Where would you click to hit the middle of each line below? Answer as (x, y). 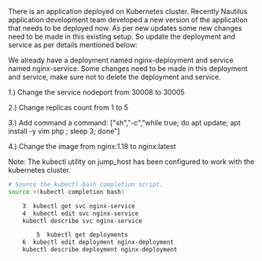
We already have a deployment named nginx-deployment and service (121, 60)
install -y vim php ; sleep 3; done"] (64, 131)
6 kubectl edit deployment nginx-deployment (98, 242)
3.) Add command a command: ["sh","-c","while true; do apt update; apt (125, 123)
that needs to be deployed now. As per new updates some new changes (125, 28)
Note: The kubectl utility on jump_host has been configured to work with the (131, 162)
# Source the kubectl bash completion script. (86, 185)
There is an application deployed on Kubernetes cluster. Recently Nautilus (128, 11)
